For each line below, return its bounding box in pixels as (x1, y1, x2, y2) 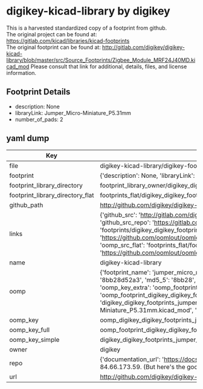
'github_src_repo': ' (99, 218, 155, 226)
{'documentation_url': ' (99, 355, 164, 364)
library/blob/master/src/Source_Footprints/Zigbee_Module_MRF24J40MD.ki (6, 56, 196, 64)
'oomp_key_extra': (99, 283, 152, 292)
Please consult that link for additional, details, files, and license (30, 62, 187, 70)
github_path (9, 201, 43, 209)
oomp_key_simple (9, 335, 60, 344)
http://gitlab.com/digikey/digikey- (101, 44, 185, 51)
